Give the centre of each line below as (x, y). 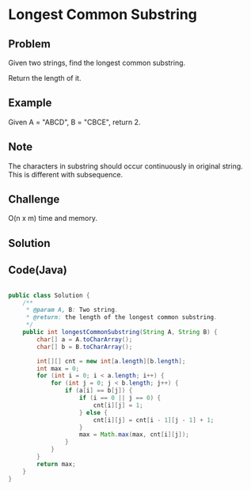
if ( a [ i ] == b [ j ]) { (99, 391)
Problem (30, 44)
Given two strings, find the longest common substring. (97, 63)
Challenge (34, 199)
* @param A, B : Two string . (72, 310)
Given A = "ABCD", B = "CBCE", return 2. (74, 122)
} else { (93, 412)
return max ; (57, 464)
